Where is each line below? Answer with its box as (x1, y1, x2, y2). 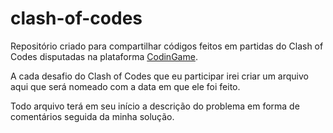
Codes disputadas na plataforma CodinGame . (10, 50, 198, 62)
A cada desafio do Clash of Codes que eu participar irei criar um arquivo (10, 70, 309, 82)
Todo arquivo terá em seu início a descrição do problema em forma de (10, 100, 300, 112)
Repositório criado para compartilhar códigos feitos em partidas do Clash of (10, 40, 324, 52)
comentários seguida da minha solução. (10, 110, 175, 122)
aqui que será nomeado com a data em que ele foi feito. (10, 80, 241, 92)
